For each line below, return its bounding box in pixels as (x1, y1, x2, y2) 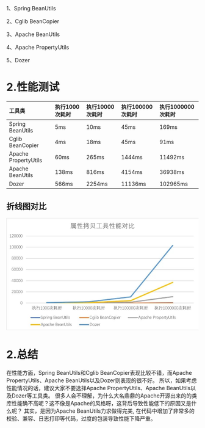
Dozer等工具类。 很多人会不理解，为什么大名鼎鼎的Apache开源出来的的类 (11, 392, 197, 399)
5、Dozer (6, 57, 31, 63)
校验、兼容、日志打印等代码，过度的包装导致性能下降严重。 (6, 415, 156, 422)
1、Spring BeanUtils (6, 5, 56, 12)
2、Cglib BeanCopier (6, 18, 60, 25)
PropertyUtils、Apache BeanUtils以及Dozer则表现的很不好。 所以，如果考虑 (6, 377, 197, 384)
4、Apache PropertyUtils (6, 44, 70, 51)
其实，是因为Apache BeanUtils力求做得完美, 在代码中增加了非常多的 (23, 407, 195, 415)
